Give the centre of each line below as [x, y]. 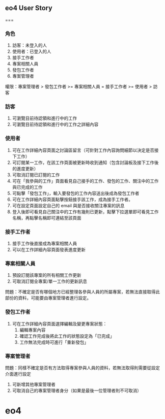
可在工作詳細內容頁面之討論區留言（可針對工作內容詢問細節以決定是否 [83, 150]
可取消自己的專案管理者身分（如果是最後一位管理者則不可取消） [77, 390]
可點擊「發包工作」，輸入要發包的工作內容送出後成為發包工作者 [76, 193]
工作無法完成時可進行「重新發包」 [54, 342]
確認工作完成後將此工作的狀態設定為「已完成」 [67, 336]
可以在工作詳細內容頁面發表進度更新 [49, 250]
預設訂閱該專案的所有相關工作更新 [47, 275]
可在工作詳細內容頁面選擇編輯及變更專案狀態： [59, 323]
